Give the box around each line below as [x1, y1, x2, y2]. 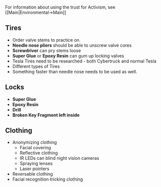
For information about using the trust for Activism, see [5, 4, 115, 10]
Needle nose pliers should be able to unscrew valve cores [12, 42, 132, 48]
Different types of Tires [12, 63, 60, 69]
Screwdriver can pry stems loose [12, 47, 81, 54]
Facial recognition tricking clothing [12, 176, 83, 183]
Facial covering [19, 145, 51, 151]
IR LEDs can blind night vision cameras [19, 155, 100, 161]
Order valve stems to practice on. [12, 37, 81, 43]
